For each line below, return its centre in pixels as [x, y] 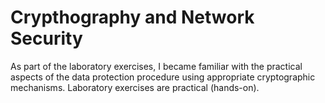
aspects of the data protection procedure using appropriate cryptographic [163, 77]
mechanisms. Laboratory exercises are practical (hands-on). [135, 87]
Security [46, 38]
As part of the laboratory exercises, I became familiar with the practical [156, 66]
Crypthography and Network [132, 17]
